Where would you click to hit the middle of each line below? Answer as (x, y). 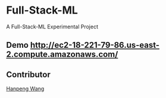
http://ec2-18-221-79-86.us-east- (95, 45)
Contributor (28, 74)
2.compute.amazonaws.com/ (62, 55)
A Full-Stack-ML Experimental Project (52, 27)
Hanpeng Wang (25, 89)
